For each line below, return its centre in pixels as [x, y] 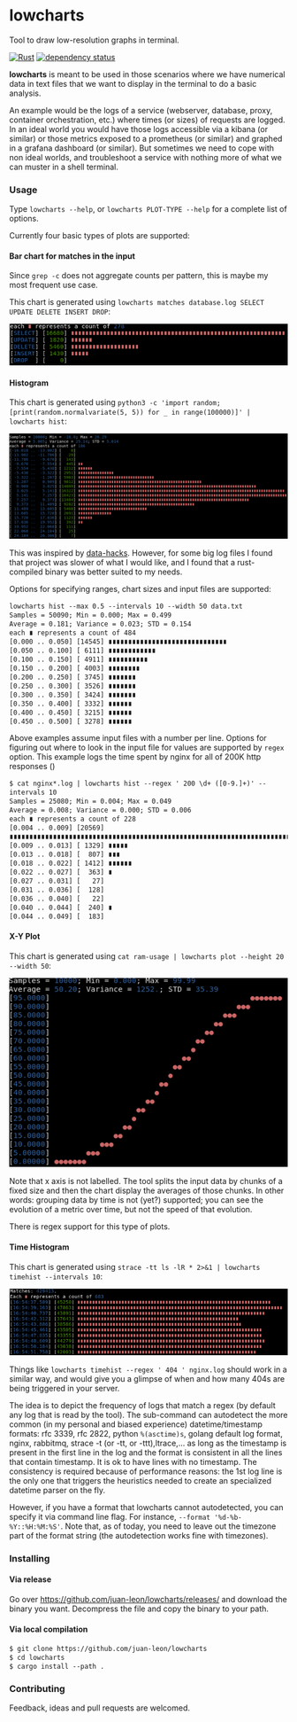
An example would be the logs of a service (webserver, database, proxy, [141, 110]
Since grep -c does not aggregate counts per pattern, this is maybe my [139, 276]
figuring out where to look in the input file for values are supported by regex [147, 748]
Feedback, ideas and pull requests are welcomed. [100, 1708]
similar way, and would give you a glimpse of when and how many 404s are [147, 1378]
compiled [26, 572]
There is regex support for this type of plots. [90, 1227]
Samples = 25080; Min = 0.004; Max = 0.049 [91, 802]
